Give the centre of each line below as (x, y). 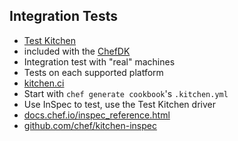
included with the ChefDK (77, 51)
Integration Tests (63, 16)
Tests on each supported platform (93, 72)
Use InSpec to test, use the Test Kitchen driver (119, 104)
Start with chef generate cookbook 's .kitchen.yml (126, 93)
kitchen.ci (44, 83)
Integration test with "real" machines (99, 61)
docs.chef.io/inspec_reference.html (97, 115)
